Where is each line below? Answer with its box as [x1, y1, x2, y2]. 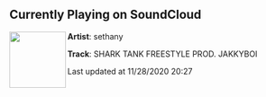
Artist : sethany [67, 31, 124, 41]
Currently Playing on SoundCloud [9, 7, 202, 22]
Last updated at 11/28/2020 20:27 [67, 66, 193, 76]
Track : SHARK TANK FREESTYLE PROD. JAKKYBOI [67, 48, 258, 59]
